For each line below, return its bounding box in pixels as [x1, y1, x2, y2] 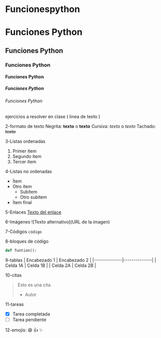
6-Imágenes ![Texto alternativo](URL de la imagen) [5, 219, 110, 225]
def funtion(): [5, 248, 37, 253]
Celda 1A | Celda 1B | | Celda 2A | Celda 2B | [5, 262, 96, 268]
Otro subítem [20, 194, 47, 200]
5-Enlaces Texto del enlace [5, 209, 62, 215]
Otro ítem [12, 183, 32, 189]
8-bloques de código [5, 238, 49, 244]
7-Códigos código [5, 228, 42, 234]
